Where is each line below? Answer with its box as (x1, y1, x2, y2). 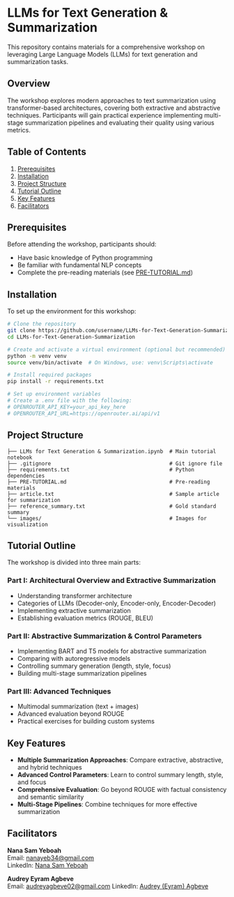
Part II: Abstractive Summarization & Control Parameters (7, 631, 202, 641)
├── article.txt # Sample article (7, 490, 219, 497)
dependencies (7, 472, 45, 479)
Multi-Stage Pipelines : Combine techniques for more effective (17, 800, 198, 809)
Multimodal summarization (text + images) (17, 702, 139, 711)
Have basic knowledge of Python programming (17, 253, 153, 262)
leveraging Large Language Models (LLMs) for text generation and (7, 50, 198, 58)
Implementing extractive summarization (17, 606, 131, 614)
